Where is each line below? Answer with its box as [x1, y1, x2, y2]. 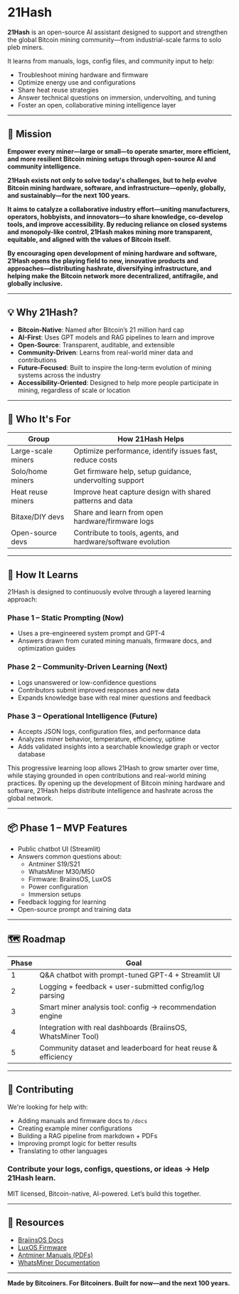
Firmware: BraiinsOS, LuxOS [28, 875, 112, 883]
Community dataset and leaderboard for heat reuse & [39, 1043, 218, 1053]
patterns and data [73, 496, 133, 506]
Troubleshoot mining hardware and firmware [17, 70, 149, 79]
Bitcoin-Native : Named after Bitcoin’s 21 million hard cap [17, 325, 185, 334]
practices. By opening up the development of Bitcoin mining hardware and [7, 779, 225, 787]
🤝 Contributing [7, 1083, 74, 1096]
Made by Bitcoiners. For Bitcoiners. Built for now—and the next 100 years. [7, 1278, 230, 1287]
